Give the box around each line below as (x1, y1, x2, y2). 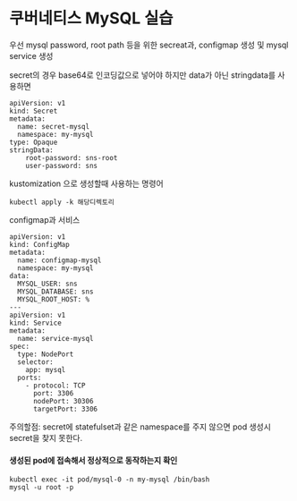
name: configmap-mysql (17, 256, 102, 265)
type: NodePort (17, 350, 74, 359)
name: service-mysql (17, 334, 94, 343)
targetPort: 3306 (32, 404, 98, 413)
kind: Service (9, 318, 63, 327)
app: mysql (25, 365, 66, 374)
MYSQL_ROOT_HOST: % (17, 294, 90, 304)
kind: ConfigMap (9, 240, 70, 249)
